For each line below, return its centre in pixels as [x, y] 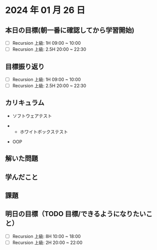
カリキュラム [25, 103]
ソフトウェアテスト [32, 116]
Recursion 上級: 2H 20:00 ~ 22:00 [47, 243]
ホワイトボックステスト [44, 131]
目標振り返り [25, 66]
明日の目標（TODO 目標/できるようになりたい [76, 214]
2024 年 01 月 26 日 [45, 10]
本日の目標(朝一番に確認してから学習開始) [70, 30]
